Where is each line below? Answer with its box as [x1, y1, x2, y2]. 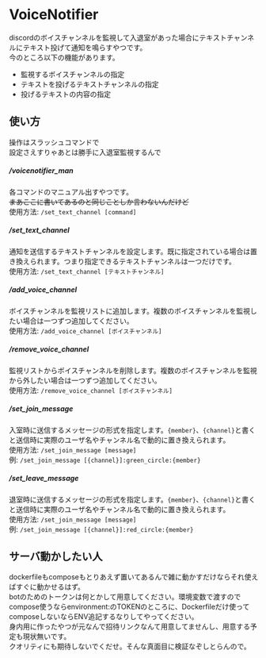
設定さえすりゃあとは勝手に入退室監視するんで [9, 147, 161, 156]
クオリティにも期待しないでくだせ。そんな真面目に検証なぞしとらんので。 [9, 641, 252, 652]
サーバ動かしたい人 [9, 549, 103, 563]
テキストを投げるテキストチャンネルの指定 [20, 79, 159, 89]
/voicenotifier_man [9, 166, 74, 175]
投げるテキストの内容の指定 [20, 89, 112, 98]
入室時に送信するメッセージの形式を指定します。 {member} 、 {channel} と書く [9, 425, 256, 434]
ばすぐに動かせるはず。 [9, 582, 85, 592]
